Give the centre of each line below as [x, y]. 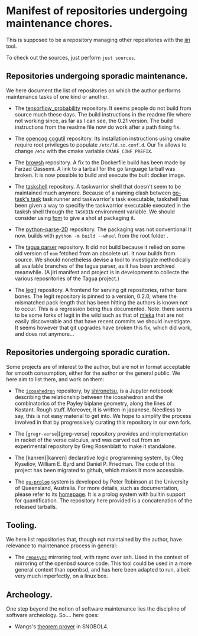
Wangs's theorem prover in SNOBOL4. [61, 627]
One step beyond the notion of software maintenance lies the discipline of [96, 609]
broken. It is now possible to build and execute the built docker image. [100, 175]
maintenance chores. [59, 23]
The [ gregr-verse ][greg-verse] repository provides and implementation [101, 433]
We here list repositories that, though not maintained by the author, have [94, 540]
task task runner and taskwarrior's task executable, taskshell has [110, 199]
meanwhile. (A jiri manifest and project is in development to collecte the [102, 272]
